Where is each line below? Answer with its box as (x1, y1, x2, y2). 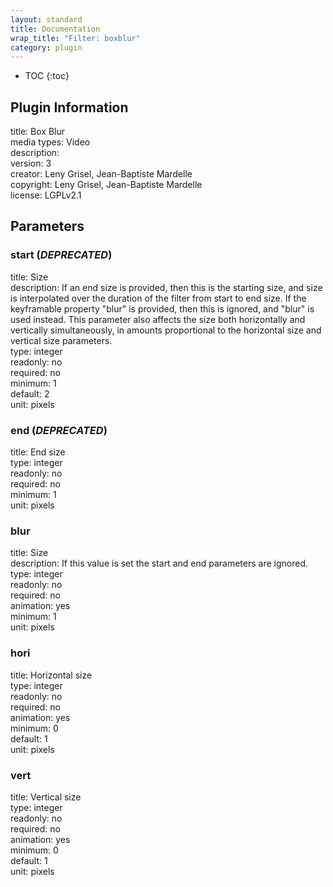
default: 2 (10, 387, 50, 400)
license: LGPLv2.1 (10, 189, 82, 201)
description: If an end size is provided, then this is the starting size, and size (10, 281, 323, 293)
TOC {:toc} (24, 70, 70, 82)
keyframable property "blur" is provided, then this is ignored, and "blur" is (10, 302, 315, 315)
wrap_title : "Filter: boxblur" (10, 33, 141, 43)
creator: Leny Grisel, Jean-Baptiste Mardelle (10, 168, 193, 180)
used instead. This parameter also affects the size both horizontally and (10, 313, 306, 325)
